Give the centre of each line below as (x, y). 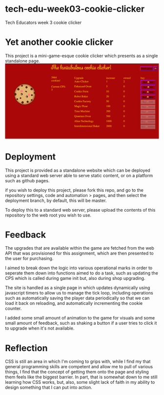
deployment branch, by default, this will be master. (56, 200)
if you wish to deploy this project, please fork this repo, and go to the (74, 190)
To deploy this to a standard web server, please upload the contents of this (80, 210)
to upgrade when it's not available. (40, 328)
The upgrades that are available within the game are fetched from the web (80, 248)
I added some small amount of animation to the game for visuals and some (80, 318)
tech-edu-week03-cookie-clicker (75, 9)
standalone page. (23, 61)
